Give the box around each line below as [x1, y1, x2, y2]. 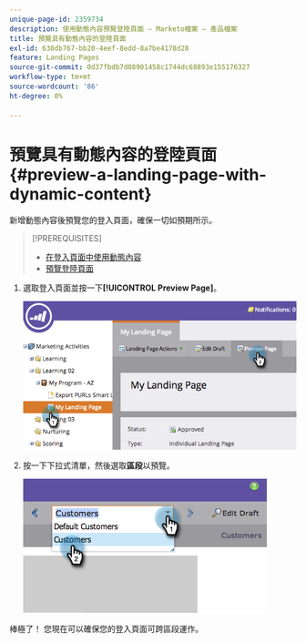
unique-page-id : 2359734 [9, 15, 104, 24]
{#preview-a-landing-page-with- [9, 164, 267, 185]
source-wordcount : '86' [9, 82, 100, 91]
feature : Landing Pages [9, 53, 100, 63]
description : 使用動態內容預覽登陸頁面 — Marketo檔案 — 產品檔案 [9, 24, 239, 34]
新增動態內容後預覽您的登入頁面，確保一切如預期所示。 [9, 215, 217, 226]
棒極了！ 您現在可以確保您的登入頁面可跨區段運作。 [9, 623, 203, 634]
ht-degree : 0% [9, 91, 64, 100]
